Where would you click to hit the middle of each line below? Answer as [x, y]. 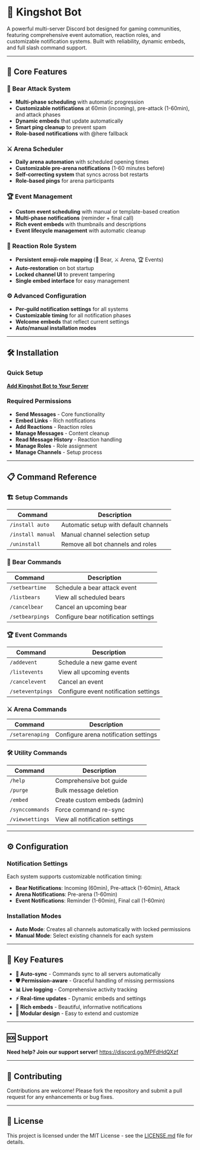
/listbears [25, 597]
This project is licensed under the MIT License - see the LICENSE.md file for [100, 1135]
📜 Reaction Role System [42, 246]
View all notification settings [94, 819]
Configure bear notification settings [104, 616]
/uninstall [25, 544]
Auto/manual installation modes [56, 328]
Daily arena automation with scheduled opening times [82, 162]
